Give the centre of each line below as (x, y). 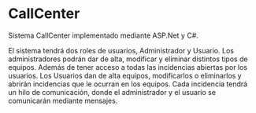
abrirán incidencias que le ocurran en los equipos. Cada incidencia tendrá (128, 84)
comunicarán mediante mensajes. (63, 100)
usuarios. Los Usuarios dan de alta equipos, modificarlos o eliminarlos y (125, 75)
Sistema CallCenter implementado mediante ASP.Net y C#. (104, 35)
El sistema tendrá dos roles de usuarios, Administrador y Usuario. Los (121, 50)
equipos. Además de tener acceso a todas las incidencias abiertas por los (128, 67)
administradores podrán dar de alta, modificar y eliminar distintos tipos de (128, 59)
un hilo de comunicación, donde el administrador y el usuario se (112, 92)
